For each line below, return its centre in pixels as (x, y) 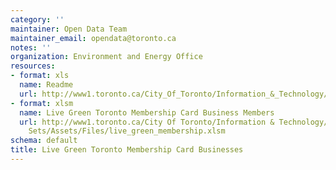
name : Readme (46, 85)
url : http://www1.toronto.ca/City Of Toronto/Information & (147, 122)
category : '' (37, 19)
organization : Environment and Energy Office (106, 57)
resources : (33, 66)
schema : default (44, 141)
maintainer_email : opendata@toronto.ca (93, 38)
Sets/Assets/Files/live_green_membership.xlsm (127, 131)
